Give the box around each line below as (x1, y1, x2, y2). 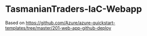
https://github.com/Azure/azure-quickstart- (25, 20, 115, 26)
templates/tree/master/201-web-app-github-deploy (5, 25, 111, 31)
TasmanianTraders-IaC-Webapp (5, 3, 142, 15)
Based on (5, 20, 25, 26)
